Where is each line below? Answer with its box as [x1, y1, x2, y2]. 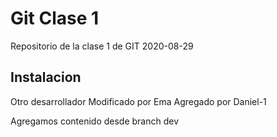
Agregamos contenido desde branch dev [10, 115, 180, 127]
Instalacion [10, 69, 82, 86]
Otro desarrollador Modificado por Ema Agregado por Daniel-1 [10, 95, 267, 107]
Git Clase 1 [10, 7, 100, 30]
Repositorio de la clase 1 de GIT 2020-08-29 [10, 40, 194, 52]
